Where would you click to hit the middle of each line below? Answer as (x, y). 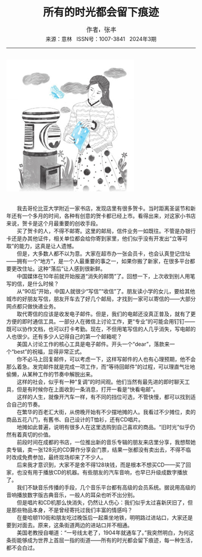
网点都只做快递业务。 (32, 306)
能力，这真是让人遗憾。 (48, 246)
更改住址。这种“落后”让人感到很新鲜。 (59, 269)
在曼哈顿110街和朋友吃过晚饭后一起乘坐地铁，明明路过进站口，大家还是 (105, 517)
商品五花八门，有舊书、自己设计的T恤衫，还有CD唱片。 (75, 419)
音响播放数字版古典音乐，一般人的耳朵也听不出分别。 (72, 495)
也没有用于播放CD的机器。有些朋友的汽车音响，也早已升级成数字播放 (102, 472)
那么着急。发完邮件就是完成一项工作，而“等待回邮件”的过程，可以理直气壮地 (101, 366)
